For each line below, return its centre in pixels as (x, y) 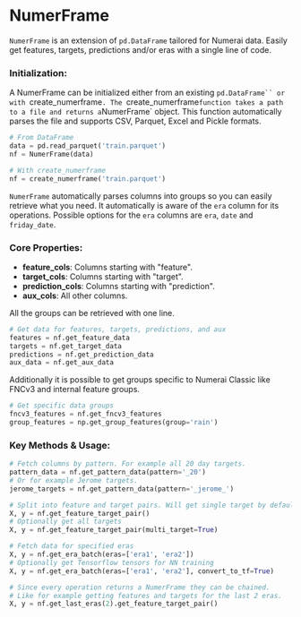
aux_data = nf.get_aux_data (62, 363)
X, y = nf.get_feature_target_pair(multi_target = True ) (114, 530)
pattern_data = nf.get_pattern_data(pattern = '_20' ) (107, 472)
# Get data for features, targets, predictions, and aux (118, 329)
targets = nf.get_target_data (66, 346)
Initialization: (38, 73)
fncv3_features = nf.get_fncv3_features (86, 414)
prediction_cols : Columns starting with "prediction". (118, 286)
